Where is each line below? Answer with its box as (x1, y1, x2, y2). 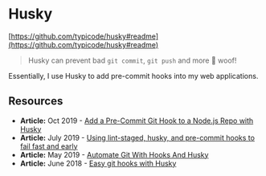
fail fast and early (19, 141, 78, 151)
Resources (8, 94, 63, 108)
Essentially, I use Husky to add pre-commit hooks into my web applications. (8, 71, 259, 80)
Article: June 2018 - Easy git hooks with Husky (19, 158, 177, 168)
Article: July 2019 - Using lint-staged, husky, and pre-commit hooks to (19, 133, 256, 142)
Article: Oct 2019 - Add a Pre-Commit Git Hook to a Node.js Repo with (19, 116, 254, 125)
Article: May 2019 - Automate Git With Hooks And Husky (19, 149, 209, 159)
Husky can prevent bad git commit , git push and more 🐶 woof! (27, 55, 237, 65)
